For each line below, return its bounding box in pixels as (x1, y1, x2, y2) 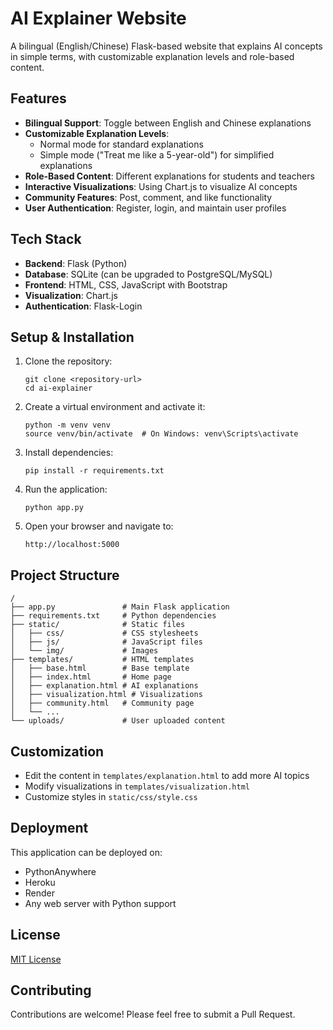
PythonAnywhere (24, 865, 97, 877)
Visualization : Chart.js (24, 289, 118, 301)
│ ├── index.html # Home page (10, 672, 172, 682)
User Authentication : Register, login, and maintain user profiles (24, 202, 287, 214)
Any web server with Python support (24, 897, 177, 909)
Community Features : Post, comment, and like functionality (24, 191, 273, 203)
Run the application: (24, 483, 108, 496)
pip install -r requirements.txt (24, 466, 165, 476)
